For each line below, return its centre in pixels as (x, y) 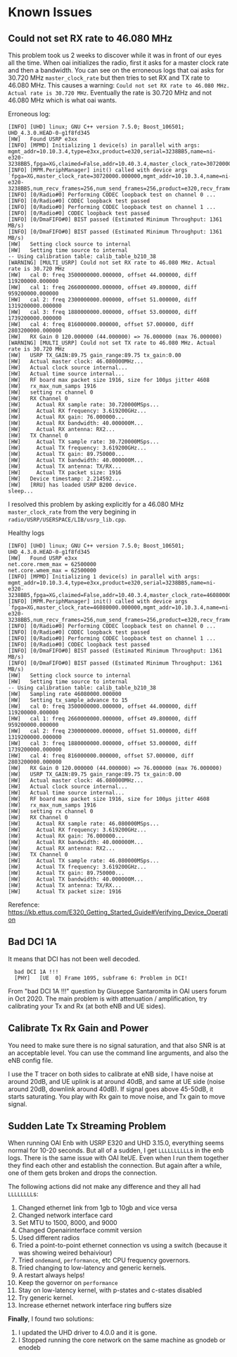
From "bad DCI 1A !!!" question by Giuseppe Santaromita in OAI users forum (117, 991)
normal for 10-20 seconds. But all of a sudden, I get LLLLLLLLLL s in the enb (116, 1150)
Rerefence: (24, 905)
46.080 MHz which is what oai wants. (63, 100)
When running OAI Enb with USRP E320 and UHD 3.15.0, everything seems (116, 1143)
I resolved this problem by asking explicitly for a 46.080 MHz (96, 504)
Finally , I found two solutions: (51, 1319)
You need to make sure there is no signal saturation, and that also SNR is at (117, 1045)
